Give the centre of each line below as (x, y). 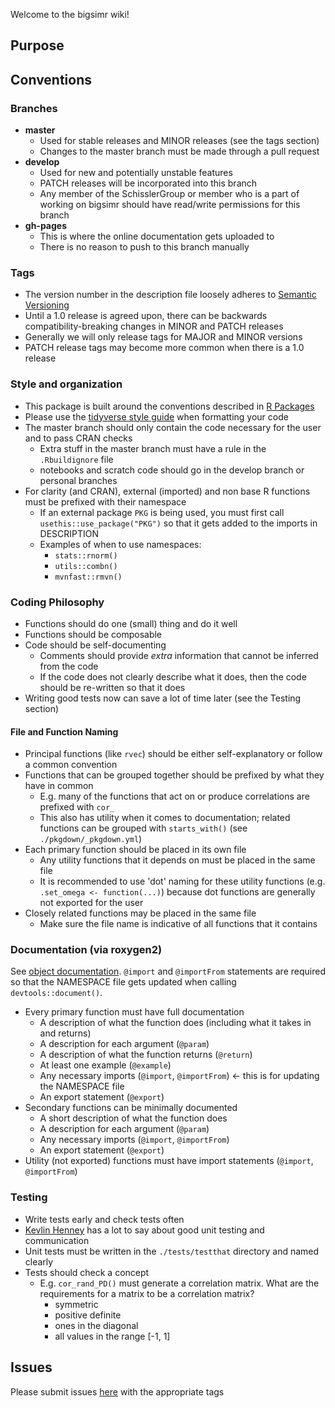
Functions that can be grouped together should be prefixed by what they (174, 775)
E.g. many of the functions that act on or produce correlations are (174, 796)
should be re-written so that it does (112, 687)
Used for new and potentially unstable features (136, 173)
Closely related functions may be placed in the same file (140, 913)
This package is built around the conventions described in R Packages (169, 406)
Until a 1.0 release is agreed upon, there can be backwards (146, 316)
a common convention (71, 765)
